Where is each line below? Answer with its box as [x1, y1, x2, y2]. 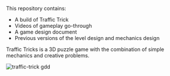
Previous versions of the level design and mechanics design [14, 35, 160, 41]
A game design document [14, 28, 77, 35]
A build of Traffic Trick [14, 16, 69, 23]
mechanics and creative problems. [6, 52, 90, 59]
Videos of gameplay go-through [14, 23, 92, 29]
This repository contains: [6, 5, 66, 12]
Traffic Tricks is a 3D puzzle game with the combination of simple [6, 46, 164, 53]
